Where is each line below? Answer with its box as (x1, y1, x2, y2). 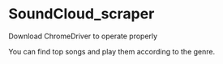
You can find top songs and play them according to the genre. (8, 46, 216, 56)
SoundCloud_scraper (8, 5, 155, 23)
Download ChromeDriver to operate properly (8, 31, 158, 41)
